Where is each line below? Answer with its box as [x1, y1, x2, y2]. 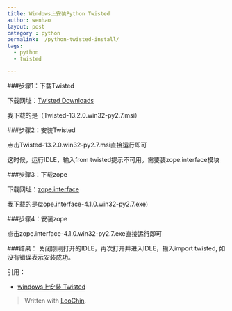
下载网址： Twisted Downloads [7, 96, 94, 104]
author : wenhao [7, 17, 51, 24]
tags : [7, 42, 23, 49]
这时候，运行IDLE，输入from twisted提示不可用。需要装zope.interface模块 [7, 155, 220, 164]
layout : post [7, 23, 45, 30]
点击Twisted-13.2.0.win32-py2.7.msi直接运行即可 [7, 141, 147, 149]
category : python [7, 29, 60, 37]
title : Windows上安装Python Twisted [7, 10, 110, 17]
